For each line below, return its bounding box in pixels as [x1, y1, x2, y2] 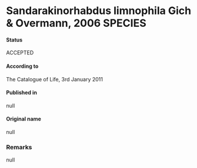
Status [6, 36, 23, 43]
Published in [6, 89, 37, 96]
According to [6, 63, 39, 70]
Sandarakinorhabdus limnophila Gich [6, 4, 192, 18]
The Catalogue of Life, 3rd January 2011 [6, 76, 103, 83]
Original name [6, 115, 41, 122]
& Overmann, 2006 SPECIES [6, 16, 146, 30]
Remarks [6, 143, 32, 151]
